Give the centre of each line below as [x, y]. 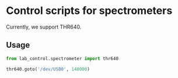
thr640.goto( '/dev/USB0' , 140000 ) [48, 69]
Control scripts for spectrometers [89, 11]
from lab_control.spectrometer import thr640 [62, 58]
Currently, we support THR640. [44, 27]
